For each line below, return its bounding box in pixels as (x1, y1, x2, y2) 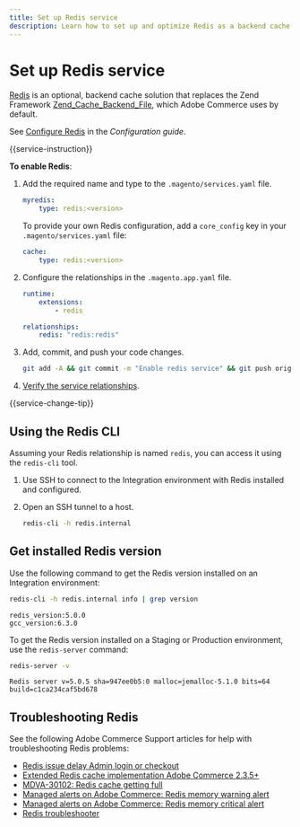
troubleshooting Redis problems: (9, 743, 130, 754)
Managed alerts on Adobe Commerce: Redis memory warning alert (21, 789, 270, 800)
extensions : (39, 297, 83, 306)
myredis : (21, 196, 56, 205)
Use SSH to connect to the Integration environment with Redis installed (21, 475, 285, 485)
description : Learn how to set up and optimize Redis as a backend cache (9, 22, 291, 31)
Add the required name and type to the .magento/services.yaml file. (21, 179, 272, 189)
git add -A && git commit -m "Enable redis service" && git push (21, 365, 271, 374)
